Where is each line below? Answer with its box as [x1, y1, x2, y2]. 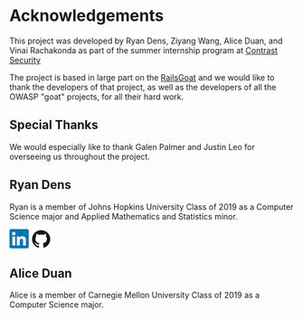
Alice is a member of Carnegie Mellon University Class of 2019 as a [9, 290, 260, 301]
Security [9, 54, 41, 65]
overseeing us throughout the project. [9, 151, 151, 162]
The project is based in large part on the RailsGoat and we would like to [9, 71, 275, 82]
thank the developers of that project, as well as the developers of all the [9, 81, 277, 92]
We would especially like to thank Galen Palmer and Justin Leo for [9, 141, 256, 152]
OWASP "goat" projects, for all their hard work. [9, 91, 184, 102]
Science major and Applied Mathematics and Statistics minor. [9, 211, 238, 221]
